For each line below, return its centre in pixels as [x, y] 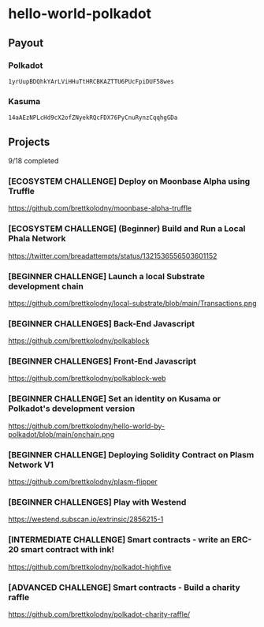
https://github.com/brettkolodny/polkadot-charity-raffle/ [99, 614]
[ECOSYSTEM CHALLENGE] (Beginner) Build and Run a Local [127, 229]
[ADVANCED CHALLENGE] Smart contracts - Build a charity [124, 587]
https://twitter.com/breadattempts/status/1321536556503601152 [113, 256]
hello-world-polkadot [80, 14]
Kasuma [24, 101]
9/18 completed [33, 160]
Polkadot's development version [72, 409]
